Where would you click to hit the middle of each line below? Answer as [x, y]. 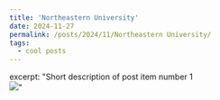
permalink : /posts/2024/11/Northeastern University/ [110, 34]
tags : [19, 43]
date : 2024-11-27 [42, 26]
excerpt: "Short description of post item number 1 [101, 77]
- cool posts [42, 51]
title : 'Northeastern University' [74, 18]
